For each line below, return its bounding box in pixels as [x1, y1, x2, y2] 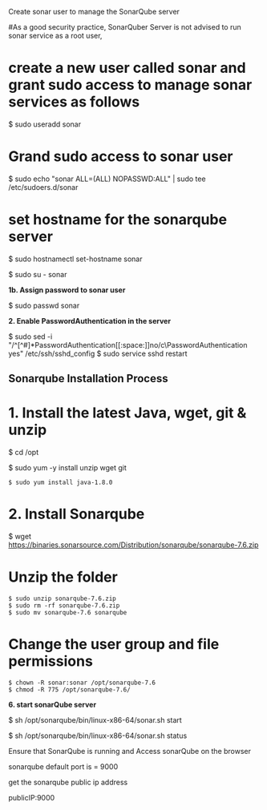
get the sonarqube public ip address [8, 777, 128, 787]
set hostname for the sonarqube [8, 211, 227, 229]
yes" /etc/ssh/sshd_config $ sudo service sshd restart [8, 349, 188, 358]
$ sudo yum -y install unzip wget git [8, 463, 127, 473]
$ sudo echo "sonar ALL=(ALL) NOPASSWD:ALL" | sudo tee [8, 174, 206, 183]
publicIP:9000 [8, 792, 55, 802]
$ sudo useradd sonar [8, 119, 82, 129]
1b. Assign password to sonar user [8, 284, 126, 295]
